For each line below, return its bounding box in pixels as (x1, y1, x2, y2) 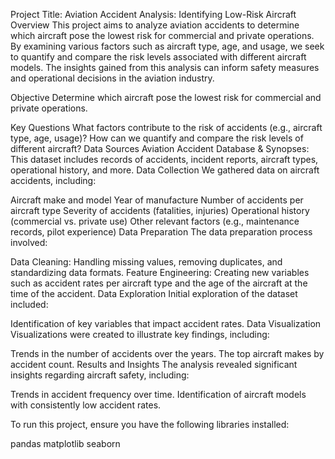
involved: (10, 237, 48, 248)
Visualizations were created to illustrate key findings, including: (10, 329, 270, 340)
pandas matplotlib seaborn (10, 438, 121, 449)
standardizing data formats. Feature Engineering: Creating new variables (10, 267, 310, 278)
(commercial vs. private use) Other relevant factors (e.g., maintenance (10, 215, 300, 227)
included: (10, 299, 49, 310)
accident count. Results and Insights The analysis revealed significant (10, 359, 298, 370)
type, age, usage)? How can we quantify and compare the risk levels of (10, 132, 304, 144)
